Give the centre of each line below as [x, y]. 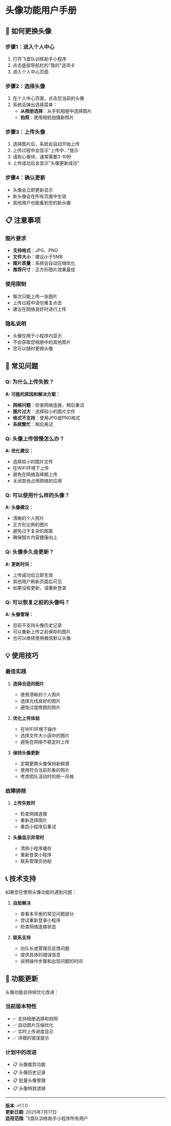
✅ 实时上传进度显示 [33, 1031]
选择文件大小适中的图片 [45, 735]
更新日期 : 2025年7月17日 [31, 1112]
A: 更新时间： [20, 564]
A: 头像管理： [20, 614]
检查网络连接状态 [38, 927]
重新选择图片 [34, 820]
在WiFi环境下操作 [38, 729]
